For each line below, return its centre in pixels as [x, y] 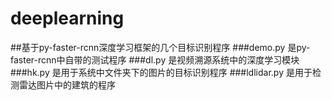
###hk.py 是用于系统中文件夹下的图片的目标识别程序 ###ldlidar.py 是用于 [161, 72]
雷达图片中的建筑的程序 [67, 84]
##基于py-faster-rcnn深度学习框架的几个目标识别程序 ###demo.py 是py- [160, 47]
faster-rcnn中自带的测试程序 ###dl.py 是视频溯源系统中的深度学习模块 [155, 59]
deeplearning [67, 18]
